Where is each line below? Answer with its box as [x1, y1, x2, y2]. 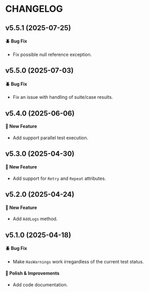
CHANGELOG [5, 3, 63, 15]
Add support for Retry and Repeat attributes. [12, 175, 107, 181]
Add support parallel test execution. [12, 134, 89, 141]
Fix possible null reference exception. [12, 51, 92, 57]
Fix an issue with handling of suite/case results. [12, 94, 113, 100]
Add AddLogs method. [12, 216, 58, 222]
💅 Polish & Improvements [5, 270, 60, 277]
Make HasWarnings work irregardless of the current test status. [12, 258, 144, 264]
